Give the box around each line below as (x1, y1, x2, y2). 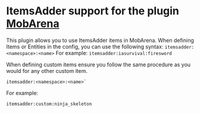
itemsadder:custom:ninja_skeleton (6, 100, 93, 107)
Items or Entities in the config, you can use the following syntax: (6, 43, 164, 50)
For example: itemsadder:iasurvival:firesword (56, 49, 172, 56)
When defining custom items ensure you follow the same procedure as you (6, 61, 191, 68)
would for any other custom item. (6, 67, 88, 74)
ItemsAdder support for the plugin (6, 4, 180, 18)
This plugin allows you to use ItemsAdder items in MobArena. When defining (6, 36, 194, 44)
